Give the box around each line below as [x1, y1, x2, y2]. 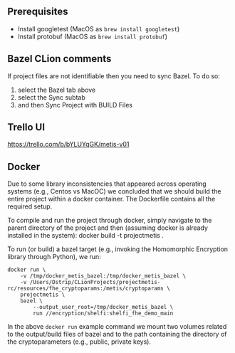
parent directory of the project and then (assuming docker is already [7, 223, 209, 232]
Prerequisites [7, 6, 68, 18]
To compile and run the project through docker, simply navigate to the [7, 216, 212, 225]
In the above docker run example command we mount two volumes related [7, 322, 227, 331]
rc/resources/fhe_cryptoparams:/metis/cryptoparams [7, 285, 164, 293]
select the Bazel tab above [17, 85, 96, 94]
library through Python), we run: [7, 253, 101, 261]
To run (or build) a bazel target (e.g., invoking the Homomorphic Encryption [7, 245, 229, 253]
